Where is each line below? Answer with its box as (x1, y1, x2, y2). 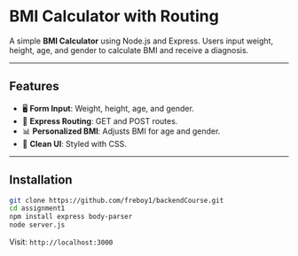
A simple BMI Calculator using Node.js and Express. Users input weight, (9, 35, 273, 46)
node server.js (9, 221, 66, 229)
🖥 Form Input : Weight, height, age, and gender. (21, 103, 195, 113)
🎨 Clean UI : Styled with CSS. (21, 138, 127, 149)
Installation (9, 173, 73, 188)
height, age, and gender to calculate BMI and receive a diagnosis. (9, 44, 249, 55)
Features (9, 79, 59, 94)
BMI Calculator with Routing (9, 6, 219, 27)
